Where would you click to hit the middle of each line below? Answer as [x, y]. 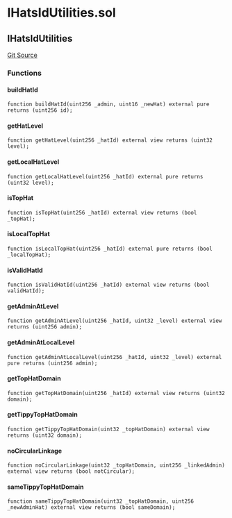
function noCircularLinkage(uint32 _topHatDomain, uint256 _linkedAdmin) [116, 466]
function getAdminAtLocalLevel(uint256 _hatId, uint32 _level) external [115, 357]
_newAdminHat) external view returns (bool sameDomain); [91, 508]
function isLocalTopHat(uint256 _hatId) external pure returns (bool [110, 249]
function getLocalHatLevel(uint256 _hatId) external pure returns [105, 176]
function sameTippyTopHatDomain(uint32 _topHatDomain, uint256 [101, 501]
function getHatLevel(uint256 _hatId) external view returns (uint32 [110, 140]
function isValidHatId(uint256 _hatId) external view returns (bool [108, 285]
